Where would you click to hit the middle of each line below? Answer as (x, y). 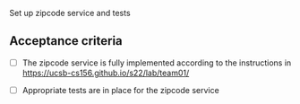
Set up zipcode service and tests (70, 13)
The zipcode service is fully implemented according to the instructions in (157, 63)
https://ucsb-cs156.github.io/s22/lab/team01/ (106, 73)
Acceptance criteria (66, 41)
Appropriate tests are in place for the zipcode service (120, 90)
